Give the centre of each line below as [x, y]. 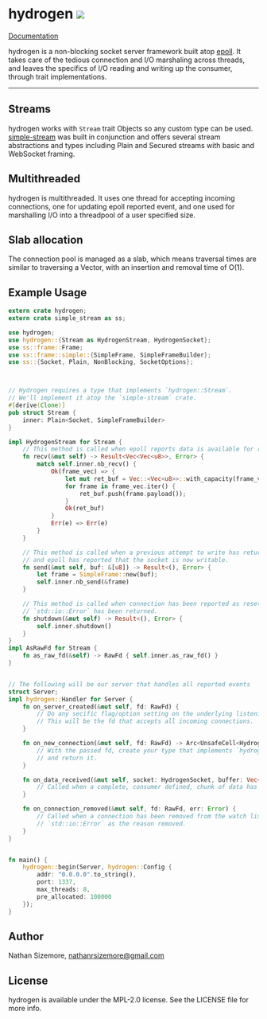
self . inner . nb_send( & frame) [83, 582]
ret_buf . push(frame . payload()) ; [133, 494]
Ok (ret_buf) [85, 509]
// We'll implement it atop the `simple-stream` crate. [103, 398]
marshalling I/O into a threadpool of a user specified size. [102, 215]
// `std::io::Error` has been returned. [90, 611]
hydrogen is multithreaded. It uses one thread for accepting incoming [122, 198]
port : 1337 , [57, 882]
